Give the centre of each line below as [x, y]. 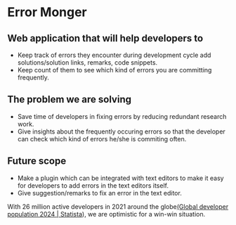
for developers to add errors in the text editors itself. [93, 185]
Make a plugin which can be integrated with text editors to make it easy [120, 178]
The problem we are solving [70, 99]
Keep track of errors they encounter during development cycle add [114, 55]
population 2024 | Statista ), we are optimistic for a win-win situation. [106, 214]
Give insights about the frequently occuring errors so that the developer [122, 131]
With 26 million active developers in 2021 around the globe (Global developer [118, 206]
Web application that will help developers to [105, 38]
